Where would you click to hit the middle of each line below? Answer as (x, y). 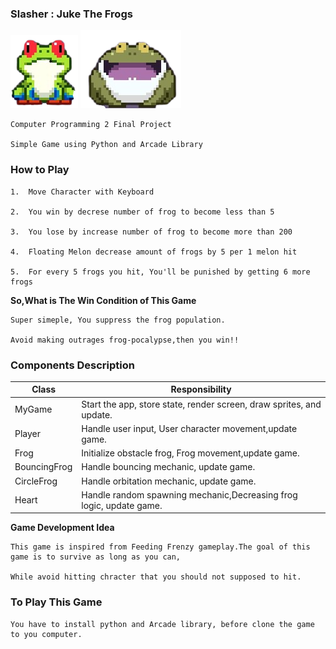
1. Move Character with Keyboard (82, 192)
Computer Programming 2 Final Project (91, 125)
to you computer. (46, 634)
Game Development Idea (62, 528)
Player (28, 434)
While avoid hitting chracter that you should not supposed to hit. (156, 577)
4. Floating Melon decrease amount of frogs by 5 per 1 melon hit (154, 252)
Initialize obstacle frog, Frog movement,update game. (190, 453)
